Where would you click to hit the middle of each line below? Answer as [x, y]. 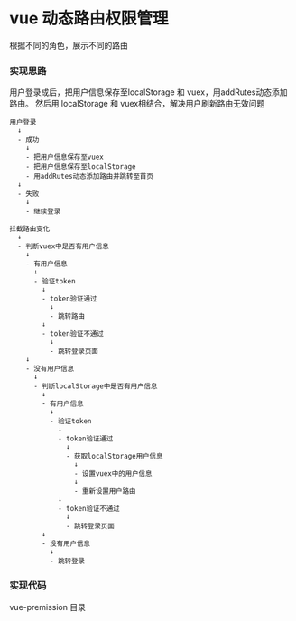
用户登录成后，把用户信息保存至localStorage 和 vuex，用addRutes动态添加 [148, 92]
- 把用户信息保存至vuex [65, 158]
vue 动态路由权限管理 [89, 19]
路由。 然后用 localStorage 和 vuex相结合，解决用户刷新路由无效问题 [137, 104]
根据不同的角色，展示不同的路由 [69, 45]
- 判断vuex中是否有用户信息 [64, 246]
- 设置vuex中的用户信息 [113, 474]
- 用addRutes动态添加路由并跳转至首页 [89, 177]
